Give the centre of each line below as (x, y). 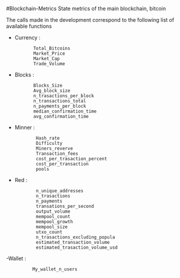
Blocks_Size (48, 85)
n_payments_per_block (60, 106)
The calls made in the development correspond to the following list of (90, 20)
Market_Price (49, 54)
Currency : (27, 37)
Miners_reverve (55, 148)
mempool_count (53, 217)
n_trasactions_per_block (64, 96)
